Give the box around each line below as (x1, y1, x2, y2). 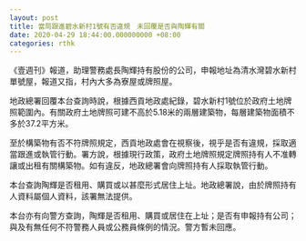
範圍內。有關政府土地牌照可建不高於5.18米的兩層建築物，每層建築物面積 (16, 106, 288, 118)
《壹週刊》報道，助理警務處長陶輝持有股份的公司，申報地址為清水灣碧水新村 (9, 65, 297, 75)
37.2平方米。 (25, 118, 74, 129)
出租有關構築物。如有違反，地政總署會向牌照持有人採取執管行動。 (25, 160, 273, 171)
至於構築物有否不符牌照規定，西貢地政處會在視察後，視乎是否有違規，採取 (9, 137, 289, 148)
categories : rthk (9, 38, 76, 48)
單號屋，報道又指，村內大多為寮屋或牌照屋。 (9, 76, 178, 87)
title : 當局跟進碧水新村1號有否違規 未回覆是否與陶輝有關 (9, 22, 205, 31)
